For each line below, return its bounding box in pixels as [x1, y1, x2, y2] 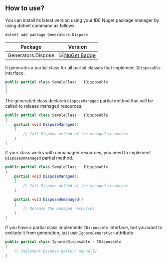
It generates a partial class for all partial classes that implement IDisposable [5, 64, 161, 70]
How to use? [5, 4, 45, 12]
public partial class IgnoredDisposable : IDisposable [5, 240, 122, 245]
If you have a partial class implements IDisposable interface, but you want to [5, 225, 163, 231]
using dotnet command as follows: [5, 22, 76, 28]
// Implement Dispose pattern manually [14, 249, 97, 254]
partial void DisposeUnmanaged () [14, 197, 84, 202]
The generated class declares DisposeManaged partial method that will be [5, 98, 154, 104]
